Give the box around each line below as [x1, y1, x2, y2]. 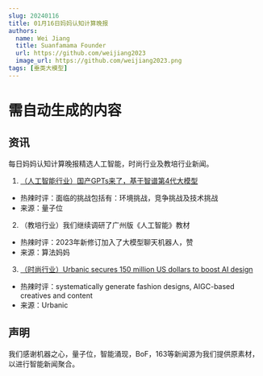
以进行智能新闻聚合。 [8, 359, 79, 369]
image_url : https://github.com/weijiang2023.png [15, 57, 182, 65]
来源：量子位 [19, 203, 63, 213]
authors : [8, 27, 38, 35]
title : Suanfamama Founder [15, 42, 106, 50]
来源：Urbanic [19, 300, 69, 310]
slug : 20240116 [8, 11, 60, 20]
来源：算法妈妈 [19, 247, 70, 257]
